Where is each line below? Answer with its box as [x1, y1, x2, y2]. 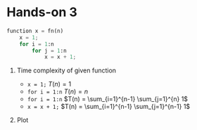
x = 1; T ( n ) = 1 [27, 80, 72, 89]
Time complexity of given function [16, 66, 117, 74]
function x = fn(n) [6, 27, 64, 34]
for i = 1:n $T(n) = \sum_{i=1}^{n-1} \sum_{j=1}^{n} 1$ [27, 95, 188, 103]
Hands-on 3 [6, 4, 78, 20]
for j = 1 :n [32, 47, 68, 54]
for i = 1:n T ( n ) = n [27, 87, 89, 96]
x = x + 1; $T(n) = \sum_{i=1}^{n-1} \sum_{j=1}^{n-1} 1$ [27, 103, 191, 111]
